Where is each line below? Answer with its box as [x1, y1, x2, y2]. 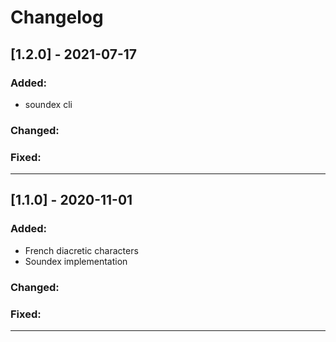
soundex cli [24, 98, 73, 110]
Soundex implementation [24, 255, 128, 267]
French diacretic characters [24, 244, 139, 256]
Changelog [10, 6, 104, 29]
